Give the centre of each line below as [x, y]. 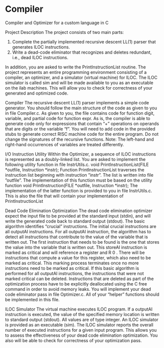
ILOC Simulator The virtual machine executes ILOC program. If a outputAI [79, 309]
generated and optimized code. [37, 93]
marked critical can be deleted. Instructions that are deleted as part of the [80, 279]
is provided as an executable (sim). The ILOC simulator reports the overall [79, 325]
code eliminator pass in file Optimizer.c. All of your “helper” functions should [82, 294]
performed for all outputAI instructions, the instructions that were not [75, 273]
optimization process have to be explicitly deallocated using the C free [76, 284]
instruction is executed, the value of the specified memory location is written [82, 314]
